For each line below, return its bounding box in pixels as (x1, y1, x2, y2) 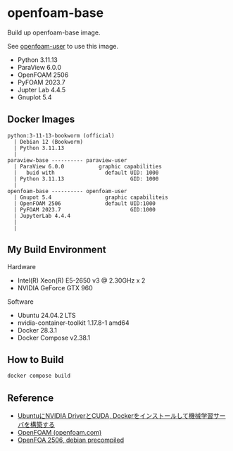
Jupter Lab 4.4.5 (17, 85, 66, 94)
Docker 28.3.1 (17, 326, 58, 334)
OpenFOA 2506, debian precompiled (17, 435, 125, 445)
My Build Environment (7, 244, 107, 256)
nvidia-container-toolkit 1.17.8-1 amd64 (17, 319, 130, 327)
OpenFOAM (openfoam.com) (17, 428, 102, 437)
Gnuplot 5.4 (17, 93, 52, 101)
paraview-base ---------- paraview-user (7, 156, 128, 163)
